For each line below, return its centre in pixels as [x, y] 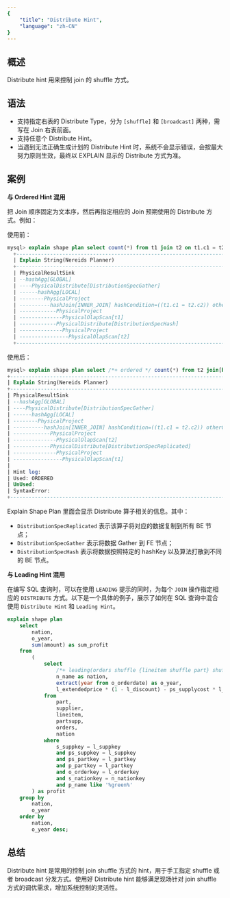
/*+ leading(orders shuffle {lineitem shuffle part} [133, 671]
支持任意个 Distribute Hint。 [56, 138]
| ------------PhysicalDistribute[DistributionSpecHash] [96, 324]
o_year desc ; [50, 830]
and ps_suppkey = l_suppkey [96, 753]
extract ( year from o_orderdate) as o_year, [119, 683]
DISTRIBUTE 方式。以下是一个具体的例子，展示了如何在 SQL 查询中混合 [119, 598]
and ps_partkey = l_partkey [96, 760]
